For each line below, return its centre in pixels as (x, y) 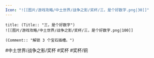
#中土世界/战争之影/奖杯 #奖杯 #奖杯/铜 (47, 50)
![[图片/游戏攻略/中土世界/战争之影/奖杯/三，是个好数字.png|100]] (69, 30)
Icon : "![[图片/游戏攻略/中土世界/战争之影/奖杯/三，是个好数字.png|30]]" (77, 10)
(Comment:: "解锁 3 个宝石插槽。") (40, 40)
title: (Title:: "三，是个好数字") (40, 25)
